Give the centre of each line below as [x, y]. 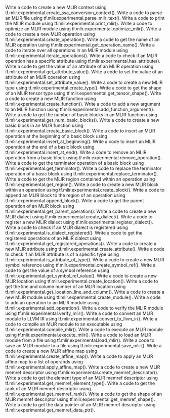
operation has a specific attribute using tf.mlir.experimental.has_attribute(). [83, 61]
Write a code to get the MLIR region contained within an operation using [80, 179]
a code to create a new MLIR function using [51, 99]
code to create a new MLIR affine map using [51, 351]
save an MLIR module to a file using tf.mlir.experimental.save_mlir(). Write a [83, 345]
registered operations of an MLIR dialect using [53, 238]
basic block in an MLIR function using [44, 125]
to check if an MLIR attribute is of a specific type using [62, 254]
